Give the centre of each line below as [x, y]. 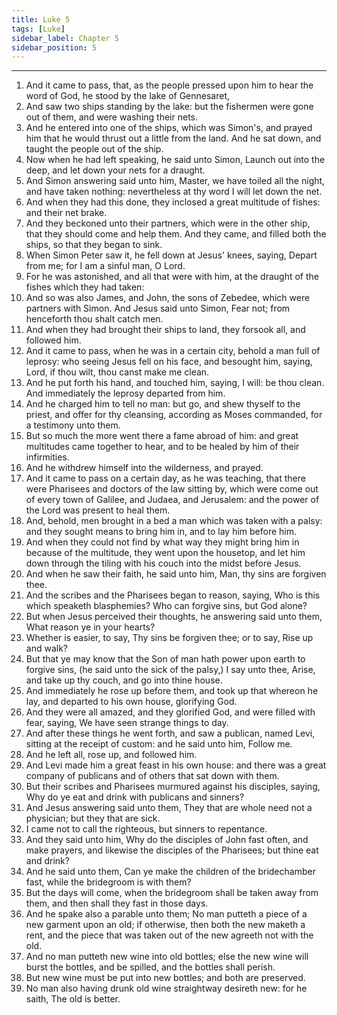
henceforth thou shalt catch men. [94, 319]
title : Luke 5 [41, 19]
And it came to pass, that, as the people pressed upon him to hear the [169, 85]
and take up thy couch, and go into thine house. [124, 680]
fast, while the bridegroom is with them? [108, 882]
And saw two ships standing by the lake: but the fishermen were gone [169, 107]
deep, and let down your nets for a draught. [115, 170]
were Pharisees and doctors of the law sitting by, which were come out [172, 489]
